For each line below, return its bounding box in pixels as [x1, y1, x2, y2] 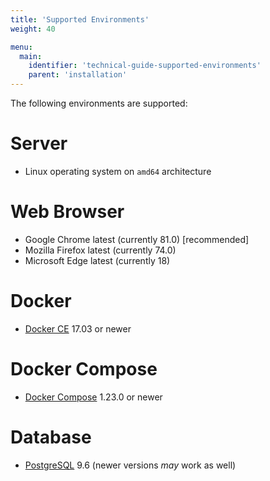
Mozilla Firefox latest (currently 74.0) [24, 244, 177, 256]
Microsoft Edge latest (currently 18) [24, 254, 171, 266]
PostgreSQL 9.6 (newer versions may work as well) [24, 459, 237, 471]
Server [10, 132, 68, 155]
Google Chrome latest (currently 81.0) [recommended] [24, 233, 250, 245]
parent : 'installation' [28, 70, 128, 80]
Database [10, 426, 92, 448]
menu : [10, 42, 33, 52]
